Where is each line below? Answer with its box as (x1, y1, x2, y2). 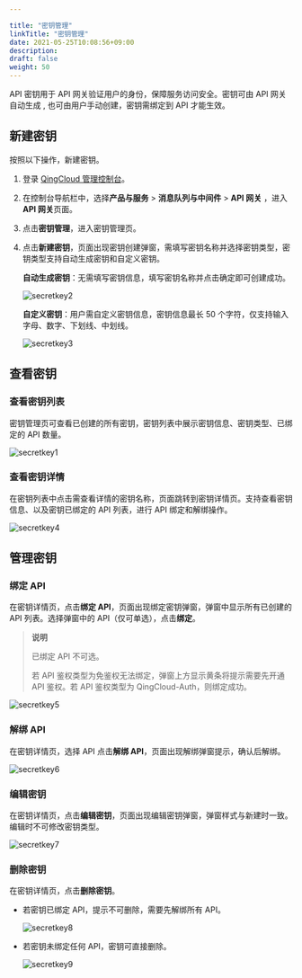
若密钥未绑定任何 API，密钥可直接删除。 (22, 941, 173, 952)
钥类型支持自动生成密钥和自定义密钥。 (22, 253, 164, 263)
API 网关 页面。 (22, 203, 78, 214)
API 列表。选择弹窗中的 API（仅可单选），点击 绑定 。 (9, 613, 200, 624)
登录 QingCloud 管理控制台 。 (22, 173, 130, 184)
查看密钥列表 (9, 396, 66, 408)
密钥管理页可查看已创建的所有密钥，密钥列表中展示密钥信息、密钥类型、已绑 (9, 417, 293, 428)
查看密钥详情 (9, 471, 66, 484)
